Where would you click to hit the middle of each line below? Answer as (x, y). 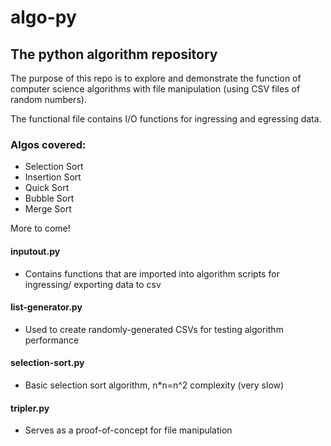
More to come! (40, 228)
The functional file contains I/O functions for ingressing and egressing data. (166, 119)
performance (52, 340)
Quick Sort (47, 188)
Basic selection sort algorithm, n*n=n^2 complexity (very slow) (154, 385)
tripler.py (30, 408)
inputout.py (35, 251)
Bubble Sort (49, 198)
